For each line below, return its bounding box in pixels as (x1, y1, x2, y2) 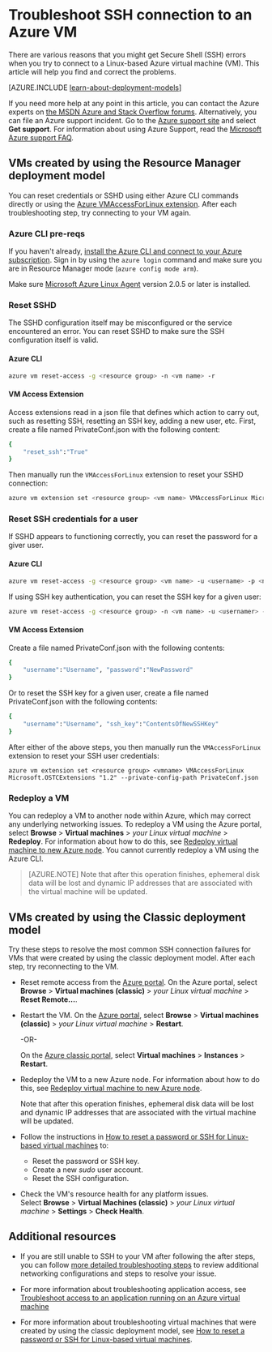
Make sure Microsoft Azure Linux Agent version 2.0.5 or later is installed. (8, 280, 251, 289)
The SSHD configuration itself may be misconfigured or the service (8, 318, 232, 327)
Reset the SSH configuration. (32, 1173, 130, 1183)
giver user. (8, 541, 45, 550)
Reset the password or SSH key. (32, 1156, 140, 1166)
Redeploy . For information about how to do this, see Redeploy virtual (8, 836, 239, 846)
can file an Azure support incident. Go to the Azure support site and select (8, 115, 257, 125)
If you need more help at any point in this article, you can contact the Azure (8, 98, 260, 108)
